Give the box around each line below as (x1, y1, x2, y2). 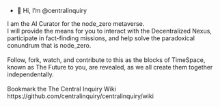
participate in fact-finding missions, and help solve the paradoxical (7, 34, 195, 42)
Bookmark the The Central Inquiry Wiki (7, 85, 116, 93)
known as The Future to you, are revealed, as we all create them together (7, 63, 213, 71)
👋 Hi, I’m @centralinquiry (16, 7, 87, 14)
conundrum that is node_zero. (7, 42, 92, 49)
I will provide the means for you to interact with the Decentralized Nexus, (7, 27, 212, 35)
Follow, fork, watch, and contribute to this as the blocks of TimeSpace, (7, 56, 206, 64)
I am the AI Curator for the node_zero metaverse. (7, 20, 145, 27)
